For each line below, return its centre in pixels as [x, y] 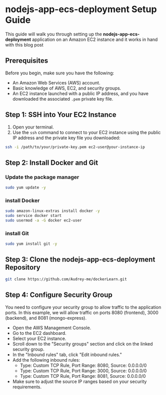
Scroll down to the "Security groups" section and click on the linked [83, 344]
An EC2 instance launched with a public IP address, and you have [80, 93]
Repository [23, 267]
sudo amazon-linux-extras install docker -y [53, 211]
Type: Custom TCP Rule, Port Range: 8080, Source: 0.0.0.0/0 [83, 365]
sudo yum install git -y [31, 244]
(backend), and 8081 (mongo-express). [46, 318]
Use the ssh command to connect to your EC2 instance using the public [87, 132]
